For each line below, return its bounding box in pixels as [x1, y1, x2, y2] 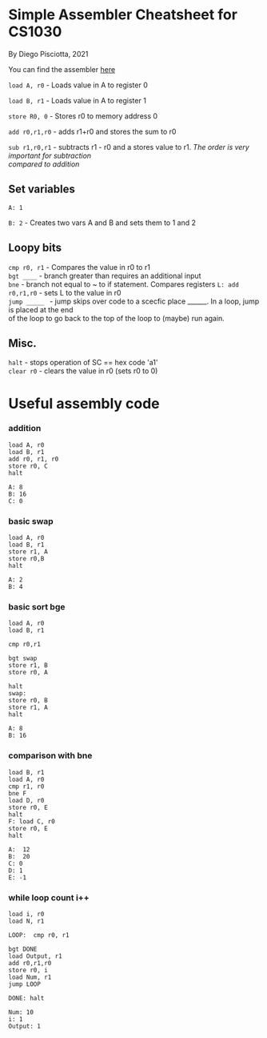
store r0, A [8, 669, 48, 677]
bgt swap [8, 654, 38, 662]
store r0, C [8, 462, 48, 470]
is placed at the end [8, 304, 74, 314]
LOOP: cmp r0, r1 [8, 931, 70, 939]
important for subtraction [8, 151, 92, 160]
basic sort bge [8, 601, 66, 613]
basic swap [8, 515, 54, 526]
